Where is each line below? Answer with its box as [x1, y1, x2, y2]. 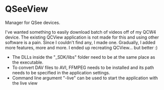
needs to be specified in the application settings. [12, 69, 110, 75]
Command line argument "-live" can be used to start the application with [12, 75, 158, 81]
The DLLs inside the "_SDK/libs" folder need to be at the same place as [12, 54, 155, 60]
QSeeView [5, 3, 48, 15]
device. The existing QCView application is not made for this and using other [5, 34, 159, 40]
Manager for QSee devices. [5, 20, 61, 25]
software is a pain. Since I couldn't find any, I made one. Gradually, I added [5, 39, 156, 45]
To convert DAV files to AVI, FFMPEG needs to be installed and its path [12, 65, 154, 70]
